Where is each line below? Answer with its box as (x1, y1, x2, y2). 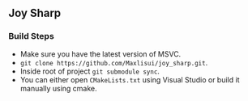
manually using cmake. (19, 83, 97, 93)
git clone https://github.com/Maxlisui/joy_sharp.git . (19, 57, 208, 67)
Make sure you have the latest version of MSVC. (19, 48, 182, 59)
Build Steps (8, 31, 54, 42)
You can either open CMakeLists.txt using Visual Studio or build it (19, 74, 240, 84)
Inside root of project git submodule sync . (19, 66, 160, 76)
